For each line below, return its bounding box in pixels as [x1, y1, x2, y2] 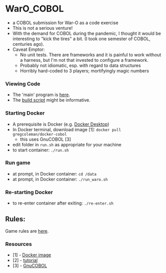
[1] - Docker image [12, 252, 51, 258]
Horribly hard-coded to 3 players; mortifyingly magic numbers [20, 67, 149, 73]
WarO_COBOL [5, 3, 64, 15]
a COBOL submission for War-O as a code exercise [12, 20, 119, 26]
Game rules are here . [5, 228, 49, 234]
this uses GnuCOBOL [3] [20, 136, 71, 142]
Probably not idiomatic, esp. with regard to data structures [20, 62, 141, 68]
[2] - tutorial [12, 257, 38, 263]
